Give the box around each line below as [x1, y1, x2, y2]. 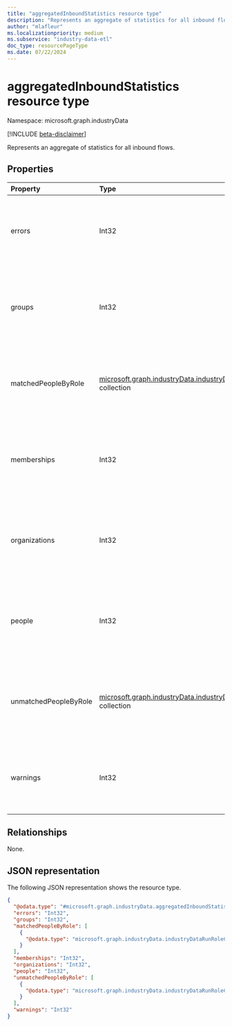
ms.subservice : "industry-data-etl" [7, 36, 113, 43]
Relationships [7, 826, 68, 839]
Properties [7, 164, 54, 175]
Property [10, 184, 41, 193]
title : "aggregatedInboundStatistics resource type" [7, 10, 162, 17]
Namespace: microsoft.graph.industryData [7, 116, 129, 125]
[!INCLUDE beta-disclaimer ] [7, 130, 86, 138]
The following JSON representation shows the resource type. [7, 883, 182, 892]
